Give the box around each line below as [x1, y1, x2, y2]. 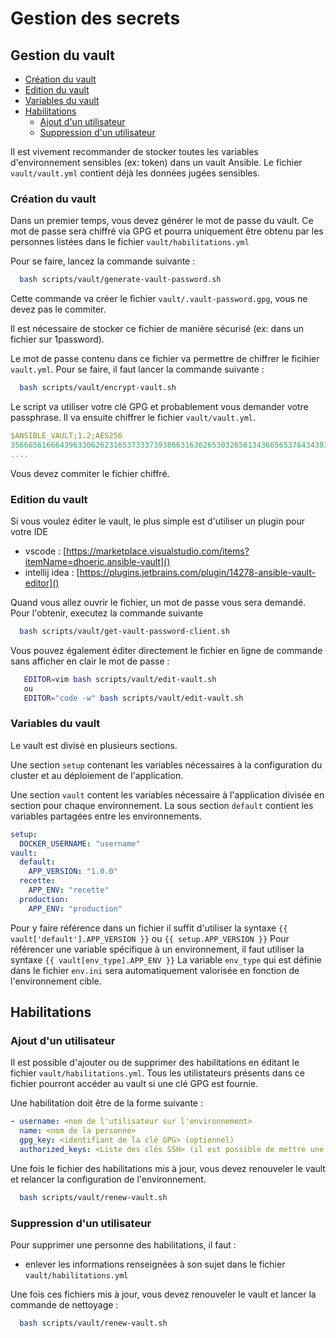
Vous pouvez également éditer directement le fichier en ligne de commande [10, 644, 323, 656]
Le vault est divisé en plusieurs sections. [10, 739, 178, 751]
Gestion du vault [10, 47, 115, 64]
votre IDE [10, 525, 48, 537]
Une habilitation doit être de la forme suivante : [10, 1097, 203, 1109]
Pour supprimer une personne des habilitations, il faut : [10, 1239, 237, 1251]
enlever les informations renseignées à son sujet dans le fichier [24, 1258, 286, 1270]
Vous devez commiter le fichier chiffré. [10, 467, 170, 479]
